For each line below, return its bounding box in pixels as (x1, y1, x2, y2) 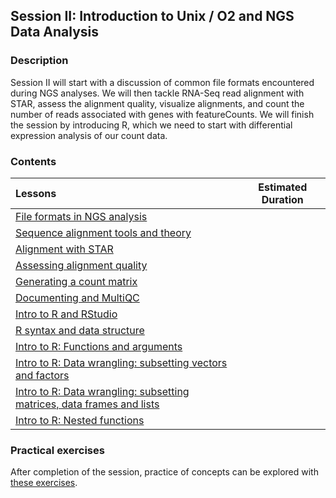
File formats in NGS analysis (15, 209, 148, 223)
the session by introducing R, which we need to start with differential (10, 119, 293, 131)
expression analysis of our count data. (10, 129, 168, 141)
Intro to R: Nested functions (15, 413, 145, 427)
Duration (261, 192, 304, 206)
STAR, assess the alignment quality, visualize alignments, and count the (10, 97, 305, 109)
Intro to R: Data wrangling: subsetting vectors (15, 355, 228, 369)
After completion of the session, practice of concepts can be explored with (10, 466, 319, 478)
